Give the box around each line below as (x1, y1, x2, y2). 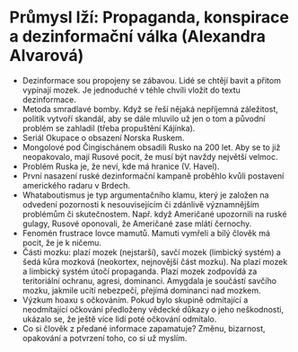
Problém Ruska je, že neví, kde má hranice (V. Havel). (22, 161, 220, 172)
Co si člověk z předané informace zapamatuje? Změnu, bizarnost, (22, 322, 267, 334)
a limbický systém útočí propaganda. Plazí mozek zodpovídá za (22, 266, 258, 277)
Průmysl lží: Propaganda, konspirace (9, 7, 290, 28)
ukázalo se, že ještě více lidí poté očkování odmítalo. (22, 313, 217, 324)
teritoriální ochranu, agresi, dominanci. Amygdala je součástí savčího (22, 275, 276, 286)
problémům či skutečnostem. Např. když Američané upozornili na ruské (22, 208, 287, 219)
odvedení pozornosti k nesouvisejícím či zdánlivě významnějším (22, 198, 260, 209)
